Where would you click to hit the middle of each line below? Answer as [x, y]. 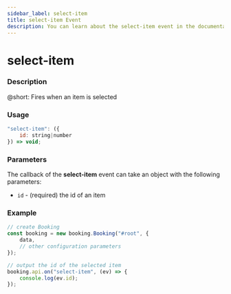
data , [27, 240]
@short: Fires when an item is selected [62, 96]
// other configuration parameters [70, 246]
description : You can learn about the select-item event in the [101, 26]
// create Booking [33, 227]
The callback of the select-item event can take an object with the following [113, 175]
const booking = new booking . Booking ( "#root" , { [78, 234]
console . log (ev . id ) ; [49, 278]
